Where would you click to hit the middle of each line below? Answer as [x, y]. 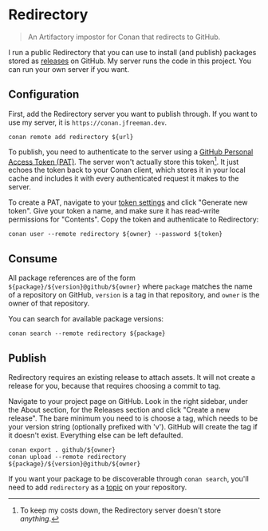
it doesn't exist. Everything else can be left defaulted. [96, 435]
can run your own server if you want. [69, 69]
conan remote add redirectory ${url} [71, 137]
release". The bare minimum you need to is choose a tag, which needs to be [133, 418]
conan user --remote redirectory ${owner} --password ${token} [116, 234]
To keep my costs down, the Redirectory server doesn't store [120, 510]
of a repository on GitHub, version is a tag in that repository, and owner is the [134, 295]
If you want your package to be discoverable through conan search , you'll [128, 479]
